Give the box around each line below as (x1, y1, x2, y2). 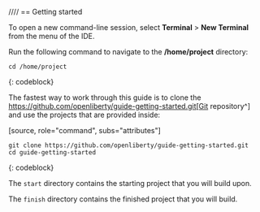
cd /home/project (8, 63, 67, 71)
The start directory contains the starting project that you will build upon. (8, 179, 252, 188)
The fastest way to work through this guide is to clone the (8, 93, 201, 102)
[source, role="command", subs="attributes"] (8, 126, 161, 135)
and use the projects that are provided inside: (8, 110, 161, 119)
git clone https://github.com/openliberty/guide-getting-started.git (8, 141, 249, 149)
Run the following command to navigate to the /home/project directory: (8, 47, 249, 56)
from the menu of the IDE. (8, 32, 95, 41)
